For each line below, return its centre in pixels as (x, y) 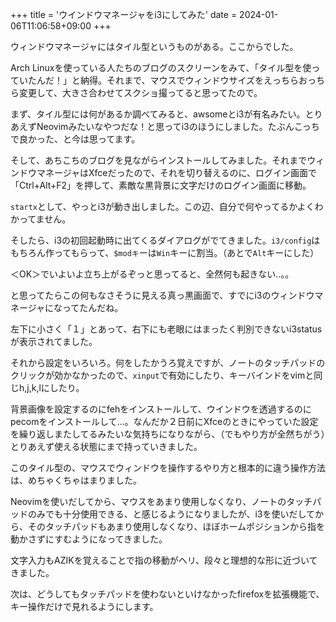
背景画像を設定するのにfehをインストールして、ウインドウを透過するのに (161, 409)
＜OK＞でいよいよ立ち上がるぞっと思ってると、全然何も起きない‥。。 (152, 274)
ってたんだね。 (93, 307)
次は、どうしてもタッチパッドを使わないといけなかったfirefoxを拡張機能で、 (167, 594)
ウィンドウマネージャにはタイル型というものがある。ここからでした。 (154, 46)
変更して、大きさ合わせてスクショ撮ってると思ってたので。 (140, 92)
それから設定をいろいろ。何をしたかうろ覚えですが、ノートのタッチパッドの (168, 362)
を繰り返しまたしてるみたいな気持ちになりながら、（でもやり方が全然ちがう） (168, 434)
